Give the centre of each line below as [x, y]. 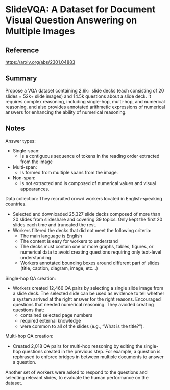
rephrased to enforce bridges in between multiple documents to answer [88, 357]
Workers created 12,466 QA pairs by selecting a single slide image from [88, 288]
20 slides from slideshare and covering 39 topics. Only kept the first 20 [88, 219]
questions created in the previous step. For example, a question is [91, 351]
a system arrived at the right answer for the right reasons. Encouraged [87, 299]
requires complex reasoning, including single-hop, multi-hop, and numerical [85, 101]
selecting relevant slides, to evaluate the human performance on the [77, 377]
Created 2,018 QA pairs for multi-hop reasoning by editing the [78, 346]
